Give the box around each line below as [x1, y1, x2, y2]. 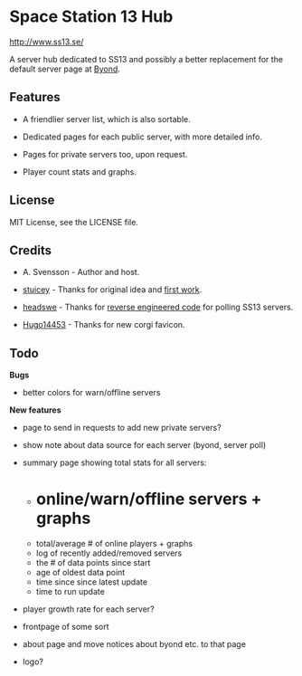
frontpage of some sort [22, 622, 110, 633]
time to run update [35, 586, 106, 597]
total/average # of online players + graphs [35, 538, 193, 549]
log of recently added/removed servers [35, 547, 183, 558]
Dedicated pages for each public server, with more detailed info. [22, 131, 262, 142]
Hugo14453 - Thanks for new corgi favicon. [22, 319, 185, 330]
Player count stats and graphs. [22, 166, 137, 177]
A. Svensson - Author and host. [22, 267, 140, 278]
